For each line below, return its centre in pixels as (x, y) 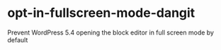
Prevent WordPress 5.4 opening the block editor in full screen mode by (111, 32)
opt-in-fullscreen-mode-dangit (101, 13)
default (18, 39)
